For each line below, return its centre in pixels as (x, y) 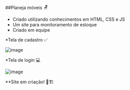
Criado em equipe (31, 30)
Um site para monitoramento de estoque (55, 25)
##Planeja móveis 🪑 (27, 8)
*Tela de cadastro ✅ (27, 40)
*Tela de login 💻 (23, 60)
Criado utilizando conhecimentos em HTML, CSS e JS (69, 19)
